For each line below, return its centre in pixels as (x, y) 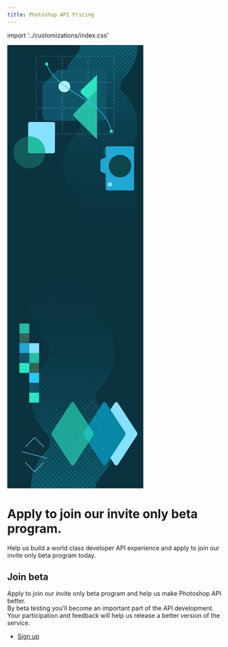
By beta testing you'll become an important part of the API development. (111, 608)
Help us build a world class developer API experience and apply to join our (113, 548)
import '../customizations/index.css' (58, 35)
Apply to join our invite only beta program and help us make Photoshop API (114, 594)
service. (19, 623)
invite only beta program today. (52, 555)
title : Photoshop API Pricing (51, 15)
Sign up (28, 637)
